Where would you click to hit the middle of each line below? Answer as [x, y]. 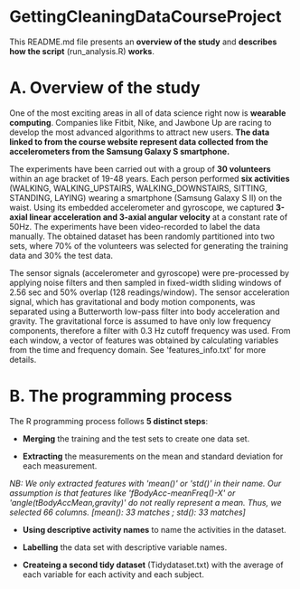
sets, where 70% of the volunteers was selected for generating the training [149, 245]
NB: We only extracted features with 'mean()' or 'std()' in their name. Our [145, 483]
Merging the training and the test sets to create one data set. [136, 438]
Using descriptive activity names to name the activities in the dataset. [154, 529]
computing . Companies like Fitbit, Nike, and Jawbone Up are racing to [141, 122]
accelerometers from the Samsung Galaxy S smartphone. [120, 151]
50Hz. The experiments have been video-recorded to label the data [135, 226]
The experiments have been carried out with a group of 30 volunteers [140, 168]
